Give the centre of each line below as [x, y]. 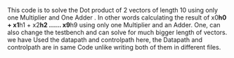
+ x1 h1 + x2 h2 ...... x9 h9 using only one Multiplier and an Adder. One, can [114, 25]
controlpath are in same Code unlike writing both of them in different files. [114, 47]
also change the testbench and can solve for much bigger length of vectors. [117, 32]
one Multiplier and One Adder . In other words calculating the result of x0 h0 [117, 17]
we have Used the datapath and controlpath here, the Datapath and [105, 40]
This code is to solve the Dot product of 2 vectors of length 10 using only [113, 10]
